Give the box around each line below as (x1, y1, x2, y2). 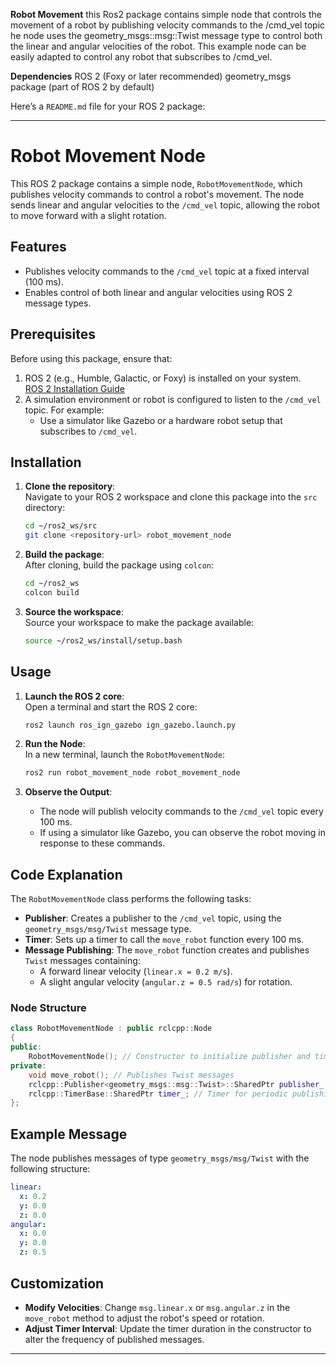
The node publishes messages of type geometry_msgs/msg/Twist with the (10, 1152, 310, 1164)
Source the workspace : (24, 605, 124, 618)
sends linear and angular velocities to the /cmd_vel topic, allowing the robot (10, 199, 320, 211)
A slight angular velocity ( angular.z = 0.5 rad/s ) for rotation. (39, 976, 293, 988)
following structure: (10, 1163, 91, 1175)
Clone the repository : (24, 480, 116, 493)
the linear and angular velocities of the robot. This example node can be (10, 40, 307, 52)
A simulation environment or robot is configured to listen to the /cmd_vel (24, 393, 322, 405)
